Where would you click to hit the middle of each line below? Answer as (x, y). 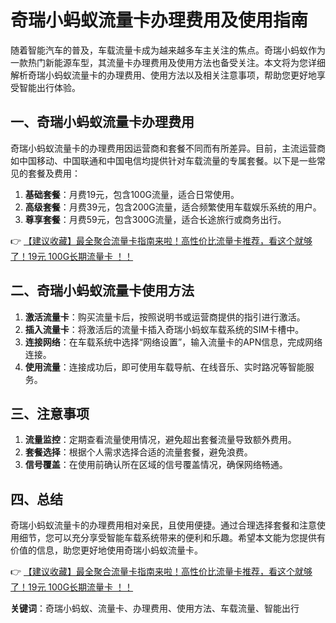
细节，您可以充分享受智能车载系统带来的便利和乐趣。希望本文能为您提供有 (172, 538)
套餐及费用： (54, 173)
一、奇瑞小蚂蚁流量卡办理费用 (102, 122)
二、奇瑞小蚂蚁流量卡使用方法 (102, 291)
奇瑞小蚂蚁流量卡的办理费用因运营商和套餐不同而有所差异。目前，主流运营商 (168, 148)
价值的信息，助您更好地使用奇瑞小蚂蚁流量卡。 (106, 550)
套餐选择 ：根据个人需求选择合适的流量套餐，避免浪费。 (138, 452)
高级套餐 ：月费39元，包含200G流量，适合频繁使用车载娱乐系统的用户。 (173, 207)
